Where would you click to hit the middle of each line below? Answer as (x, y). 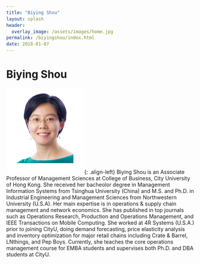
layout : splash (25, 19)
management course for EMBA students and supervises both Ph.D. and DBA (100, 248)
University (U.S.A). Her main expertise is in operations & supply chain (91, 204)
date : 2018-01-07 (28, 44)
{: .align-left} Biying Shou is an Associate (135, 172)
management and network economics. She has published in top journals (95, 210)
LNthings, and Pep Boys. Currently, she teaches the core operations (90, 241)
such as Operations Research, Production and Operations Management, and (100, 216)
